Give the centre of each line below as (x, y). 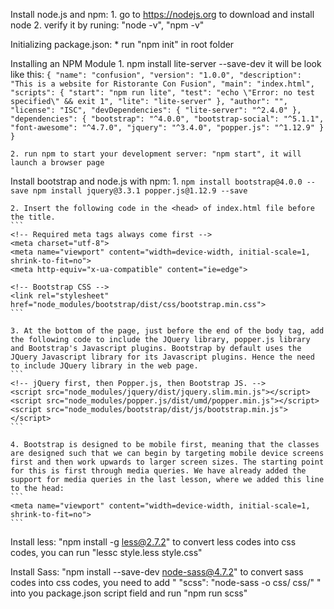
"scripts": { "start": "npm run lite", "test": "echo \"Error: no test (162, 93)
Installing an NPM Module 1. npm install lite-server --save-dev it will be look (166, 63)
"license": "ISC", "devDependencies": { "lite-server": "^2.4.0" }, (156, 110)
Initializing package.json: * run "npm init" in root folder (122, 44)
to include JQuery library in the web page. (104, 366)
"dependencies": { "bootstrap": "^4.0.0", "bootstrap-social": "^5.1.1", (167, 119)
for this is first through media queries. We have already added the (158, 471)
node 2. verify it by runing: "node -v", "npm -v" (107, 25)
